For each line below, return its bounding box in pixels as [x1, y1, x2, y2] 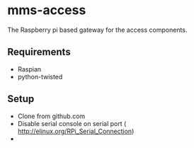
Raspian [17, 64, 42, 73]
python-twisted [17, 72, 63, 81]
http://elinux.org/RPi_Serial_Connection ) [17, 127, 135, 135]
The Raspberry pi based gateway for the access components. [7, 25, 188, 34]
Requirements [7, 46, 71, 58]
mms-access [7, 2, 86, 18]
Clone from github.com [17, 112, 86, 120]
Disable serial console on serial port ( [17, 119, 127, 127]
